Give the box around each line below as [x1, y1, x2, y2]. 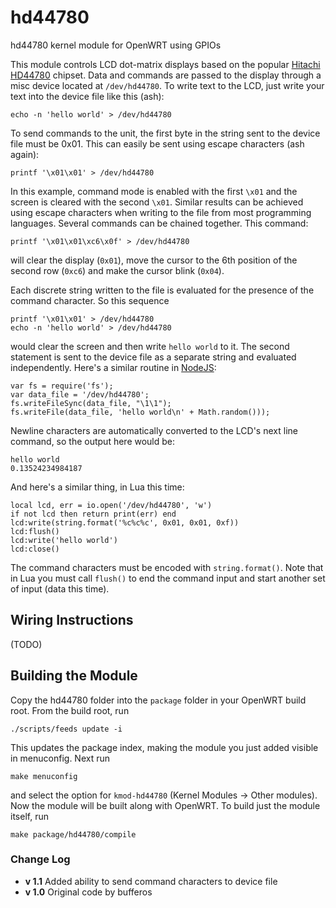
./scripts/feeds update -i [10, 724, 123, 734]
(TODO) [10, 638, 43, 650]
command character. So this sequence [10, 294, 170, 306]
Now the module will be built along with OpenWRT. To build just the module [10, 799, 321, 811]
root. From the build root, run [10, 704, 130, 716]
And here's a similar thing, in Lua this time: [10, 481, 185, 493]
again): [10, 148, 40, 160]
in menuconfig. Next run [10, 752, 111, 764]
